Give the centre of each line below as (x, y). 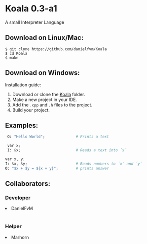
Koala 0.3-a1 (31, 9)
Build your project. (31, 110)
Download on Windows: (42, 73)
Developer (18, 198)
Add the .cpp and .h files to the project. (52, 105)
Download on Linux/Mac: (44, 38)
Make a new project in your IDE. (45, 100)
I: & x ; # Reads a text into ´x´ (67, 150)
